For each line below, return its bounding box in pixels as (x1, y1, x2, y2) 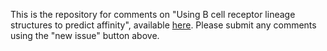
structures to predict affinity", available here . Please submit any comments (10, 19, 317, 31)
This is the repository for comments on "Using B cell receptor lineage (10, 9, 296, 20)
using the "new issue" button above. (10, 30, 160, 41)
